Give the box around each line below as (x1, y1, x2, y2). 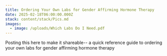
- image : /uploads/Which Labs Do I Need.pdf (10, 26, 105, 31)
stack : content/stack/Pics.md (5, 16, 69, 21)
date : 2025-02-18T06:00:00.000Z (5, 12, 73, 17)
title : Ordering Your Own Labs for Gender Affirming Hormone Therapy (5, 7, 155, 12)
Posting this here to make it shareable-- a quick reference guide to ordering (5, 39, 162, 45)
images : (5, 21, 22, 26)
